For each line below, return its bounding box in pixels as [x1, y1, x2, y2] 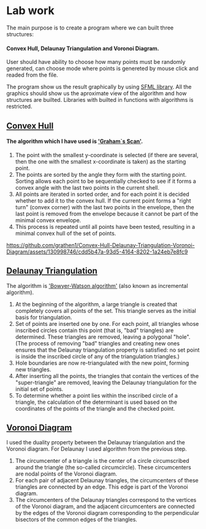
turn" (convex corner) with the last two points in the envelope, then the [15, 203, 194, 210]
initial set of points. [15, 385, 64, 393]
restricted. [6, 102, 32, 110]
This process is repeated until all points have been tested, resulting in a [15, 223, 195, 230]
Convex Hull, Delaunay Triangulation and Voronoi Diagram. [6, 44, 159, 52]
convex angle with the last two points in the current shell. [15, 183, 159, 191]
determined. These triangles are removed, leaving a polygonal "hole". [15, 333, 191, 341]
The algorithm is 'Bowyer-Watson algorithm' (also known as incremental [6, 282, 188, 289]
